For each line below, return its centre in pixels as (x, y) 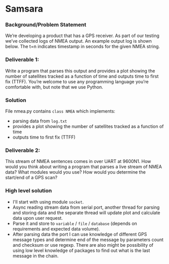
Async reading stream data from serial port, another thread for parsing (86, 207)
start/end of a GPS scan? (31, 178)
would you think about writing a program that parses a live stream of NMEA (83, 167)
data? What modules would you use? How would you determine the (75, 172)
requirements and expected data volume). (56, 228)
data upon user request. (38, 218)
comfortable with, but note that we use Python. (54, 87)
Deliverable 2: (23, 150)
